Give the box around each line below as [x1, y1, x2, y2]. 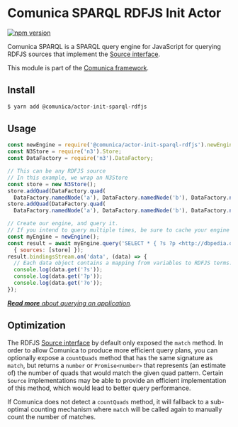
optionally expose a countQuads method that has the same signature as [7, 353, 213, 362]
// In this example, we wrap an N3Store [7, 174, 129, 181]
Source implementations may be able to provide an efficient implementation [7, 376, 227, 384]
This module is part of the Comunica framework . [7, 63, 149, 72]
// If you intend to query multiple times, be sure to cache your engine [7, 227, 230, 234]
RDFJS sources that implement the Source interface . [7, 50, 161, 58]
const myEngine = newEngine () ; [7, 233, 100, 240]
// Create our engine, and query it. [7, 220, 119, 227]
